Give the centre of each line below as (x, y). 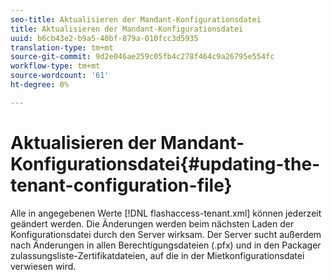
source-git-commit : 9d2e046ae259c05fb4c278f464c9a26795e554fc (142, 57)
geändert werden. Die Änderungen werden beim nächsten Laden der (152, 223)
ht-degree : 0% (40, 85)
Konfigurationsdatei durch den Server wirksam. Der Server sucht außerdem (166, 234)
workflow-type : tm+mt (55, 66)
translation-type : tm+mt (62, 47)
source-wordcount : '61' (60, 76)
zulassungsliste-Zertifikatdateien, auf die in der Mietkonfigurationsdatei (157, 255)
